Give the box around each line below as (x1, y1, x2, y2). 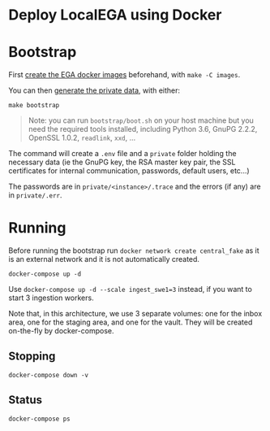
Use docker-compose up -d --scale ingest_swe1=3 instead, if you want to (8, 285, 253, 294)
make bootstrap (8, 102, 60, 110)
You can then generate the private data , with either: (8, 85, 181, 95)
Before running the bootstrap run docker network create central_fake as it (8, 246, 259, 255)
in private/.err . (8, 190, 62, 200)
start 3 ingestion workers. (8, 293, 95, 303)
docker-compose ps (8, 415, 71, 423)
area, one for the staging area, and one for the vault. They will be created (8, 317, 253, 327)
